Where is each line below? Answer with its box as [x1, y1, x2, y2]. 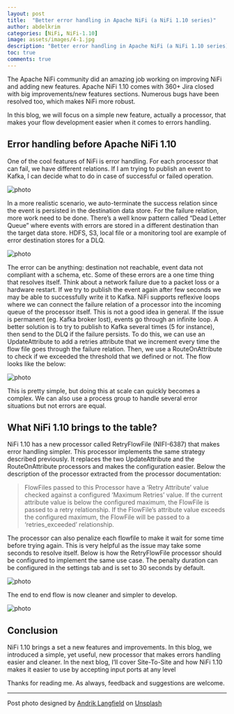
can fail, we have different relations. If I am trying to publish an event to [7, 164, 211, 173]
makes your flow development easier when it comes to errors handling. [7, 118, 211, 126]
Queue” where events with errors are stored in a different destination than [7, 221, 219, 229]
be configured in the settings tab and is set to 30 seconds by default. [7, 564, 205, 572]
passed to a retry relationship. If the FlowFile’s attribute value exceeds [24, 506, 226, 514]
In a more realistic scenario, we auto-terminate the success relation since [7, 198, 218, 207]
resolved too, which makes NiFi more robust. [7, 97, 136, 105]
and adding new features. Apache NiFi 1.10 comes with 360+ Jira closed [7, 82, 214, 91]
